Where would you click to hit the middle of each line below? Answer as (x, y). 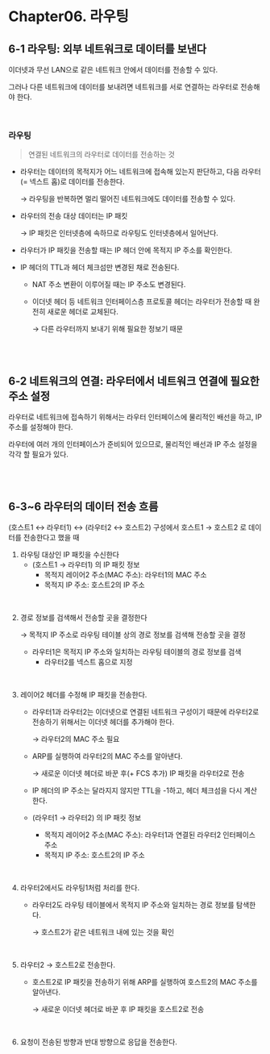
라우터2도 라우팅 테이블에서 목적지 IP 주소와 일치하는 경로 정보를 (133, 905)
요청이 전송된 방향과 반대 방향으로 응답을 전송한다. (98, 1042)
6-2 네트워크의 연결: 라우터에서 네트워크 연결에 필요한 (134, 381)
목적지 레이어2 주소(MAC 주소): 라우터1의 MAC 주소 (125, 574)
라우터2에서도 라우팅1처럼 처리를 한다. (79, 887)
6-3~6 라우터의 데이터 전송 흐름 (83, 506)
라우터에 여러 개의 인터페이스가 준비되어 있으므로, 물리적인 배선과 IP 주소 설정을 (133, 444)
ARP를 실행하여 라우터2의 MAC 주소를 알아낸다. (107, 756)
